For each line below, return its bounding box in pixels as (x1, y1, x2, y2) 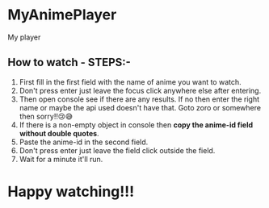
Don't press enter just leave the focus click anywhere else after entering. (19, 85, 262, 95)
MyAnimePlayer (7, 6, 117, 24)
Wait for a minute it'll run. (19, 154, 103, 164)
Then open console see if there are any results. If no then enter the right (19, 94, 260, 104)
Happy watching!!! (7, 182, 135, 201)
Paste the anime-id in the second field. (19, 137, 149, 147)
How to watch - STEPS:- (7, 56, 131, 69)
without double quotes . (19, 128, 99, 138)
